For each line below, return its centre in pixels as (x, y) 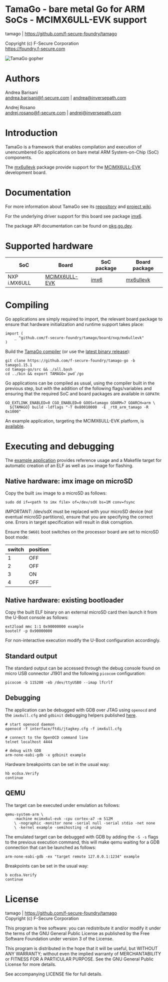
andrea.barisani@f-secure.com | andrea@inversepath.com (66, 97)
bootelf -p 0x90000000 (29, 631)
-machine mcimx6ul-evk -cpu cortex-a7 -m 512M (63, 818)
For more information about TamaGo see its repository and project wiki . (79, 206)
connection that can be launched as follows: (51, 847)
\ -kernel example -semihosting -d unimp (58, 827)
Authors (22, 79)
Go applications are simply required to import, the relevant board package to (84, 319)
